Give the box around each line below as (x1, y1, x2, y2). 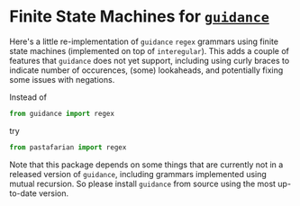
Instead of (9, 92, 48, 103)
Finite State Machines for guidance (9, 6, 270, 27)
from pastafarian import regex (9, 142, 127, 152)
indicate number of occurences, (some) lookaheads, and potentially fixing (9, 65, 284, 76)
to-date (9, 187, 38, 199)
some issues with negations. (9, 74, 115, 85)
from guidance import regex (9, 109, 115, 118)
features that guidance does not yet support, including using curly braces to (9, 55, 290, 66)
